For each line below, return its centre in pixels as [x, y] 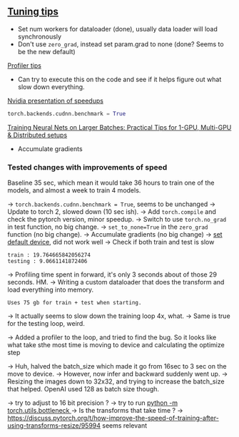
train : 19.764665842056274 [49, 255]
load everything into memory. [51, 289]
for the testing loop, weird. [46, 323]
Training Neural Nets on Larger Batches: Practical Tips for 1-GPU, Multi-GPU [119, 127]
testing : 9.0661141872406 [47, 261]
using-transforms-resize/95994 [54, 425]
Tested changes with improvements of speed [87, 167]
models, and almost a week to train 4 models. [74, 190]
